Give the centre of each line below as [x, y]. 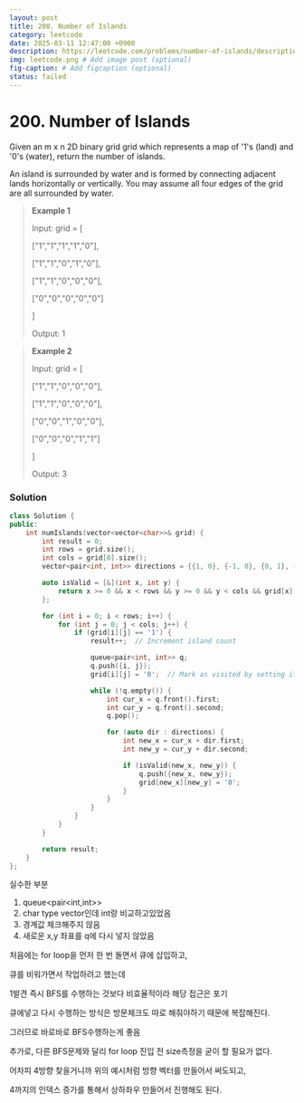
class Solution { [42, 516]
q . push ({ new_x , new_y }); [185, 774]
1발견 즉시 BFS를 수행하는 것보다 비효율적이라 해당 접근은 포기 [119, 993]
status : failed [38, 77]
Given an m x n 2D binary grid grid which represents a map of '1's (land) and [152, 147]
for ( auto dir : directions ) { [165, 733]
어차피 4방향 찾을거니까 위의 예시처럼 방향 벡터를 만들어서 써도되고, [128, 1070]
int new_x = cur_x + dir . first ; [184, 741]
